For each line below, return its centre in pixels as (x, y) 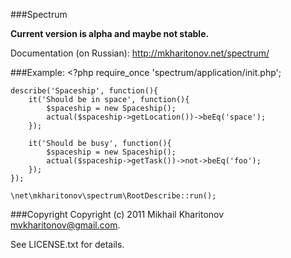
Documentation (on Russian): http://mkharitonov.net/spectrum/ (140, 53)
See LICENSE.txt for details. (67, 244)
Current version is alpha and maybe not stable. (110, 33)
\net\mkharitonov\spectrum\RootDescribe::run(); (113, 196)
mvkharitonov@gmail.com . (65, 225)
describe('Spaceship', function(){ (84, 91)
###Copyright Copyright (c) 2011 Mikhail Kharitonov (117, 214)
